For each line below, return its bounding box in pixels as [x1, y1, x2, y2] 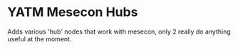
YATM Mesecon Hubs [7, 4, 138, 20]
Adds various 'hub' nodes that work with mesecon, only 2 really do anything [7, 27, 232, 36]
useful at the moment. [7, 34, 72, 43]
